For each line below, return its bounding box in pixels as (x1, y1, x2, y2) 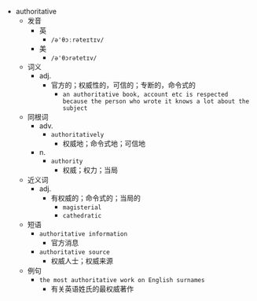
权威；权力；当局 (62, 165, 118, 174)
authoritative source (39, 248, 110, 256)
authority (50, 157, 83, 165)
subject (62, 105, 88, 112)
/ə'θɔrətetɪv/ (50, 54, 97, 62)
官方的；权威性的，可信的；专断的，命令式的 (50, 80, 196, 90)
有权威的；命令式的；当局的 (50, 193, 141, 203)
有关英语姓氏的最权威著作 (50, 284, 134, 293)
